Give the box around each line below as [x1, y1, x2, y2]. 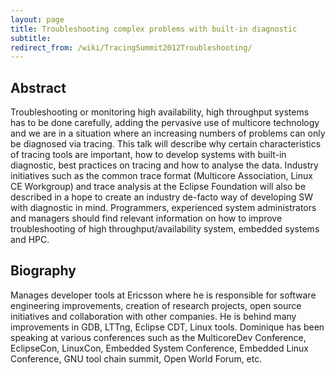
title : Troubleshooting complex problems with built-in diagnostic [10, 24, 298, 34]
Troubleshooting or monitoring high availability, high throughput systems [10, 106, 310, 118]
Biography [10, 262, 77, 280]
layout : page [10, 14, 65, 25]
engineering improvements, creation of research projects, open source [10, 299, 302, 311]
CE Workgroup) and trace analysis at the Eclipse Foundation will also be [10, 181, 307, 193]
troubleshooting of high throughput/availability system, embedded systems [10, 223, 320, 235]
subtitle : [10, 33, 52, 43]
